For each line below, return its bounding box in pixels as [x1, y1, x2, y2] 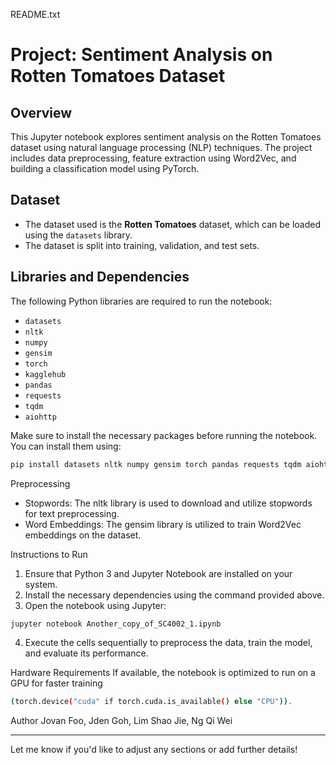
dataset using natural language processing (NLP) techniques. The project [10, 142, 313, 153]
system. [24, 578, 58, 590]
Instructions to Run [10, 548, 88, 560]
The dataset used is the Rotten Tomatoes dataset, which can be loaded [24, 218, 321, 230]
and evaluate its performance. [24, 647, 149, 659]
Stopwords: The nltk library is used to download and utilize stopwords [24, 497, 313, 509]
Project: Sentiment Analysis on [10, 44, 273, 66]
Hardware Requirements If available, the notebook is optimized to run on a [10, 667, 316, 679]
